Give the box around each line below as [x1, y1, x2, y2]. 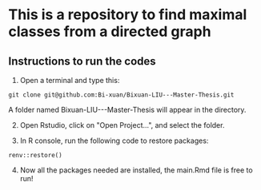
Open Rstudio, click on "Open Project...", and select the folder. [19, 121, 225, 129]
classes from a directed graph [8, 22, 211, 41]
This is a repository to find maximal [8, 6, 247, 24]
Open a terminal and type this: [19, 76, 120, 85]
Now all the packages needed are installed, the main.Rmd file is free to [19, 165, 254, 175]
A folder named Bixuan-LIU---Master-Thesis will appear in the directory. [8, 105, 247, 114]
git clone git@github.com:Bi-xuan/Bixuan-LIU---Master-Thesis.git [8, 91, 235, 99]
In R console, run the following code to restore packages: [19, 136, 209, 145]
